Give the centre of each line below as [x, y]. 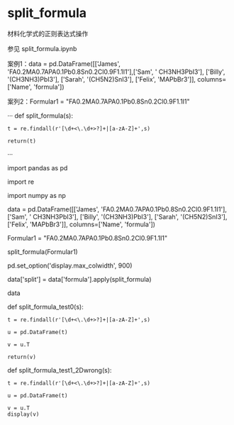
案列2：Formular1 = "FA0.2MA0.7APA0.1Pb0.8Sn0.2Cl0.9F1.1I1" [99, 101]
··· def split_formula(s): [40, 116]
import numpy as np [37, 195]
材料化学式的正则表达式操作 [48, 33]
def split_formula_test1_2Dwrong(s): [60, 370]
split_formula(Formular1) [43, 252]
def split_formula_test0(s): [45, 307]
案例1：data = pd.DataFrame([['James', [64, 64]
